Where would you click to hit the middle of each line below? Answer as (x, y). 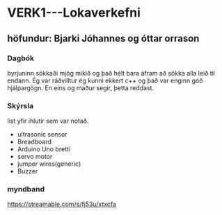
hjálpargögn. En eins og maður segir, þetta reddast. (81, 87)
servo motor (35, 157)
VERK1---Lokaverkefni (74, 13)
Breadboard (34, 142)
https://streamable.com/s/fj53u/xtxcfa (62, 204)
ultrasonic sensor (42, 135)
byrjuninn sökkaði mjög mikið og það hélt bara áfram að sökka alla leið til (111, 73)
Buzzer (27, 171)
